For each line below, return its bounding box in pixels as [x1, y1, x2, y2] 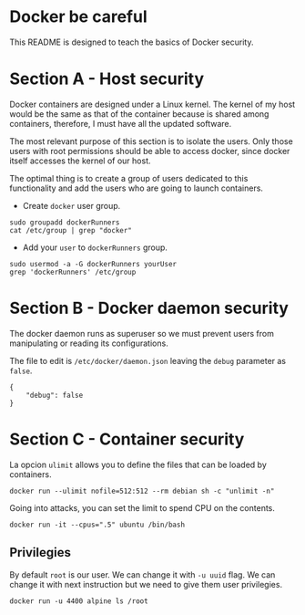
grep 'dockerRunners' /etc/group [9, 267, 137, 276]
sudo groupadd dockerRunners [9, 217, 120, 227]
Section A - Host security [9, 68, 205, 89]
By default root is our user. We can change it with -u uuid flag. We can [9, 568, 276, 580]
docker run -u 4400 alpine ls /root [9, 596, 148, 606]
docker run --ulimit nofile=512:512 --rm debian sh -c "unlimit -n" [9, 486, 275, 495]
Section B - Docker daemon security [9, 298, 290, 318]
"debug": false [25, 391, 84, 400]
